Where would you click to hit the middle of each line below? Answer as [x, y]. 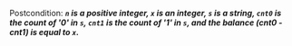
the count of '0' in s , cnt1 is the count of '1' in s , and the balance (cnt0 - [146, 23]
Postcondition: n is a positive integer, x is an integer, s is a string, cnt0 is [146, 13]
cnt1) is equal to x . [44, 32]
